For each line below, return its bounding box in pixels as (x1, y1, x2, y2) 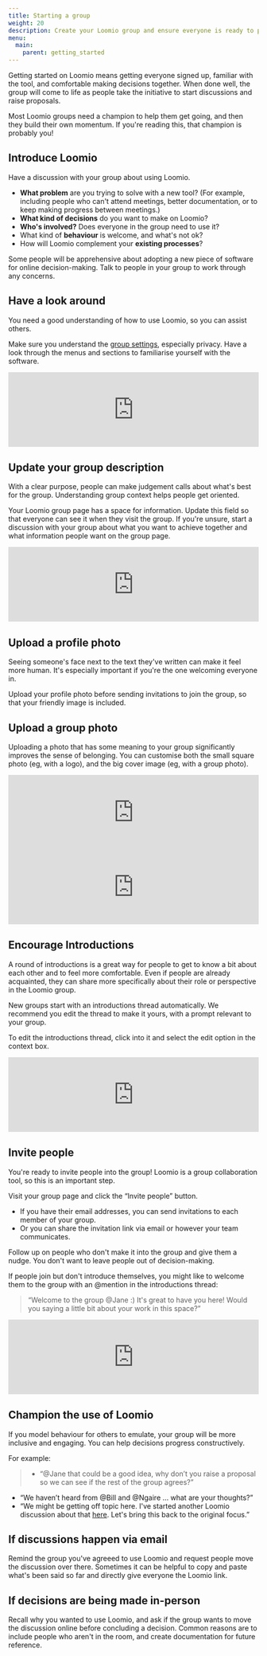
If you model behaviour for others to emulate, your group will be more (8, 1429, 236, 1439)
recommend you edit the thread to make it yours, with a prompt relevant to (8, 1008, 252, 1018)
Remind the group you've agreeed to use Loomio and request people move (8, 1554, 254, 1564)
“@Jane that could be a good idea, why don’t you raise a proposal (39, 1469, 257, 1478)
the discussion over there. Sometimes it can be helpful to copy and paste (8, 1562, 248, 1572)
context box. (8, 1041, 49, 1051)
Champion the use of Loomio (8, 1408, 154, 1422)
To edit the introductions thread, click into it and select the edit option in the (8, 1032, 256, 1042)
